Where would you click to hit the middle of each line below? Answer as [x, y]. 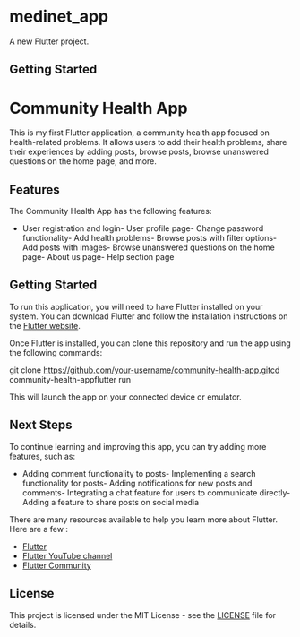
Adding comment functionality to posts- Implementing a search [139, 473]
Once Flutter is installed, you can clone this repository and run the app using [150, 343]
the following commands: [56, 352]
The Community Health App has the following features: [111, 211]
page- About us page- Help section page [98, 257]
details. [23, 624]
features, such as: [43, 456]
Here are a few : [39, 529]
